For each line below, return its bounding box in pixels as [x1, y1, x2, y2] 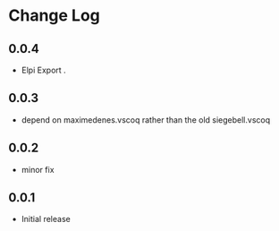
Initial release [21, 214, 71, 225]
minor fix [21, 164, 55, 175]
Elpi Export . [21, 64, 66, 75]
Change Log [8, 5, 100, 26]
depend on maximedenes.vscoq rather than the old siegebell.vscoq [21, 114, 270, 125]
